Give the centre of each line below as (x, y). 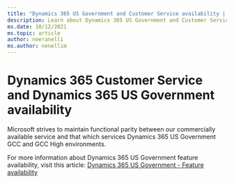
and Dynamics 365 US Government (111, 95)
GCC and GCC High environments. (57, 144)
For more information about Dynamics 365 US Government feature (103, 157)
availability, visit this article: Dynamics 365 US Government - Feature (106, 165)
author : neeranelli (36, 40)
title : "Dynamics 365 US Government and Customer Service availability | (117, 14)
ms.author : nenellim (37, 46)
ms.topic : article (34, 33)
